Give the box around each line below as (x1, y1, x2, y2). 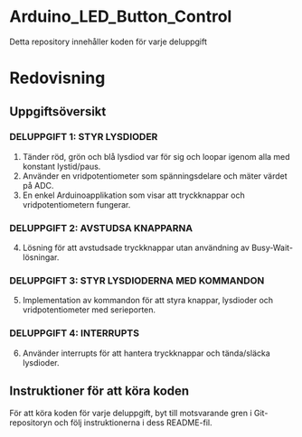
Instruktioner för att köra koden (9, 384, 190, 399)
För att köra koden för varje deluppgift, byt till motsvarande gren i (9, 407, 252, 418)
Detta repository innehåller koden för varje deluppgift (9, 36, 208, 47)
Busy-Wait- (251, 242, 294, 254)
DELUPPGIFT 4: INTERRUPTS (9, 327, 140, 339)
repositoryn (9, 417, 52, 428)
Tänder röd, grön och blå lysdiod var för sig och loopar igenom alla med (22, 151, 291, 162)
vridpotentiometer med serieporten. (22, 304, 156, 315)
